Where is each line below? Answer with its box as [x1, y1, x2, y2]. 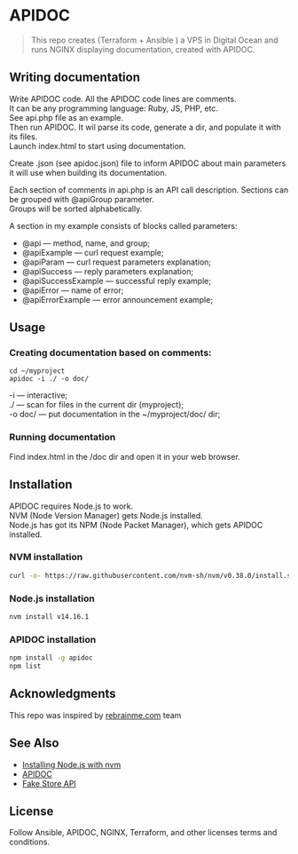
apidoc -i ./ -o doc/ [9, 375, 90, 384]
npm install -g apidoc [9, 653, 93, 662]
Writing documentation [9, 70, 140, 85]
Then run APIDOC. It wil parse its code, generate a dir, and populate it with [9, 122, 281, 132]
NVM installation [9, 551, 83, 564]
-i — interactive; [9, 390, 68, 400]
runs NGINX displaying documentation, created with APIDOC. [30, 43, 255, 54]
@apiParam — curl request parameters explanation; [21, 257, 212, 267]
